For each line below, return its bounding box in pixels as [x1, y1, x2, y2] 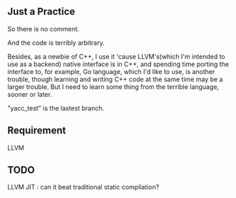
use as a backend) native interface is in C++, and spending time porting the [7, 60, 230, 68]
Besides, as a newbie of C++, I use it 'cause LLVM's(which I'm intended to [7, 52, 226, 61]
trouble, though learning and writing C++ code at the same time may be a [7, 75, 223, 83]
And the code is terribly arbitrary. [7, 38, 105, 47]
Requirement [7, 125, 66, 137]
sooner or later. [7, 90, 52, 98]
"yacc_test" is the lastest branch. [7, 103, 105, 113]
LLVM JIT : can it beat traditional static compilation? [7, 183, 160, 192]
